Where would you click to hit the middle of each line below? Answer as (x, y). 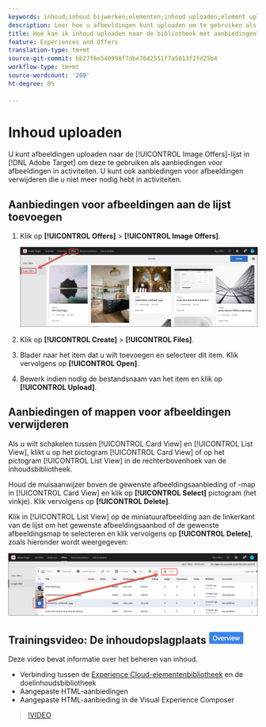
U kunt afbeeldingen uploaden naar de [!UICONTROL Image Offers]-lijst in (129, 154)
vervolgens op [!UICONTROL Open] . (80, 363)
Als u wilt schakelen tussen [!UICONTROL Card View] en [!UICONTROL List (131, 444)
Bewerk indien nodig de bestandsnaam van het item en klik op (121, 379)
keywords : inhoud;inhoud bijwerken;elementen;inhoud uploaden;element (127, 17)
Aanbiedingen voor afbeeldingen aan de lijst (120, 204)
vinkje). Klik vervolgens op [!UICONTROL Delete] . (89, 501)
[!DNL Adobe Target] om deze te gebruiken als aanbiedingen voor (116, 163)
